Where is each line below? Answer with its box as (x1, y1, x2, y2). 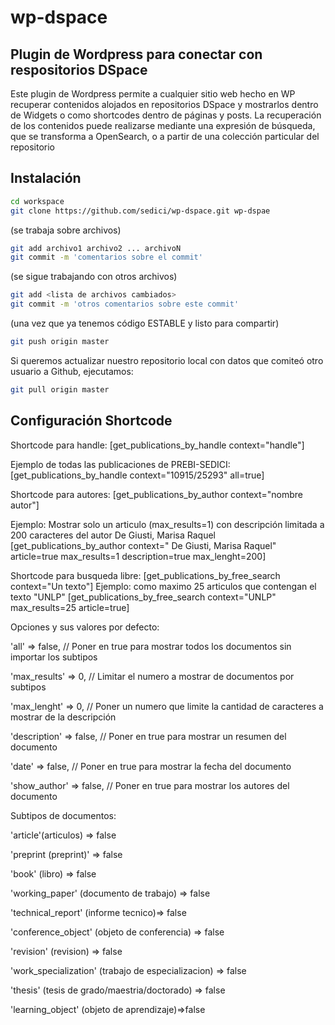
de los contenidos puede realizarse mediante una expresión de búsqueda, (10, 120, 316, 131)
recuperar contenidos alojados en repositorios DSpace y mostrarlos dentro (10, 99, 319, 110)
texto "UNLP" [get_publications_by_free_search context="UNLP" (10, 591, 277, 603)
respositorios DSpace (10, 61, 148, 78)
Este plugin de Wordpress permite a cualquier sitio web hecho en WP (10, 88, 296, 100)
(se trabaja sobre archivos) (10, 224, 122, 236)
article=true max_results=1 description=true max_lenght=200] (10, 550, 267, 562)
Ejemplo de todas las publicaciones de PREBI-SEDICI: (10, 458, 231, 470)
